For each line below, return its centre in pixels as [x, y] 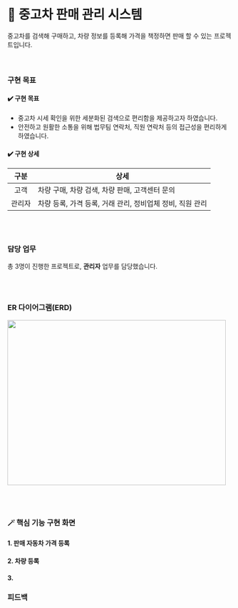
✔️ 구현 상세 [24, 154]
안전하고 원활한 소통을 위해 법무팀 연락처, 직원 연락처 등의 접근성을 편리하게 [122, 127]
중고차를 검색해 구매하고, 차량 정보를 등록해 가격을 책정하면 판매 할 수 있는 [110, 36]
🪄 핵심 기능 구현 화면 [42, 522]
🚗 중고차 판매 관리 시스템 [75, 15]
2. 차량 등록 [24, 561]
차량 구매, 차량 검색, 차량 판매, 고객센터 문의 [107, 190]
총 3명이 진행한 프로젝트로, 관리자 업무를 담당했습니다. [83, 266]
